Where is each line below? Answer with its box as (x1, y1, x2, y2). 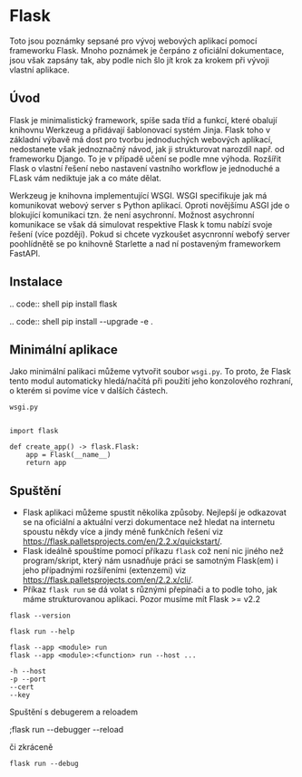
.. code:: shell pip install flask (9, 298, 118, 309)
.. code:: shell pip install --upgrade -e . (9, 316, 154, 326)
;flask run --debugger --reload (9, 724, 124, 735)
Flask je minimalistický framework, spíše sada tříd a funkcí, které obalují (9, 114, 278, 125)
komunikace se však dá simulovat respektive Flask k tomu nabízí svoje (9, 219, 273, 229)
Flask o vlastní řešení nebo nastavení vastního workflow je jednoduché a (9, 162, 280, 173)
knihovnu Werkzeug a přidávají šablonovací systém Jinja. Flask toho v (9, 124, 270, 135)
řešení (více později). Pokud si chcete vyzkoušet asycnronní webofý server (9, 228, 290, 239)
